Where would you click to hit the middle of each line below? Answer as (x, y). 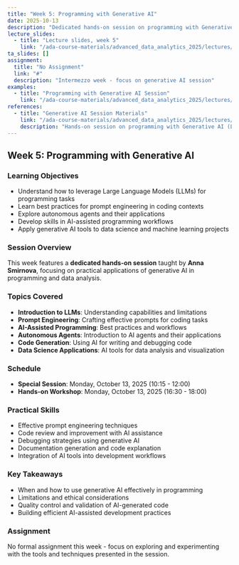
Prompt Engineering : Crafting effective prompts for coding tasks (113, 320)
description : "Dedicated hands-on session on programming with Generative (121, 27)
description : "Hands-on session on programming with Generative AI (122, 126)
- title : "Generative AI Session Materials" (81, 113)
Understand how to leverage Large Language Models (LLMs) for (112, 191)
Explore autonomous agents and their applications (91, 214)
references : (25, 107)
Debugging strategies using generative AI (79, 441)
